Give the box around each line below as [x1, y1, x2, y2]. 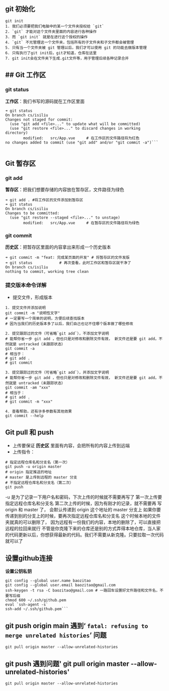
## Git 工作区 [5, 71, 46, 79]
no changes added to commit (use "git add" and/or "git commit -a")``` [5, 140, 158, 145]
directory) [5, 130, 28, 135]
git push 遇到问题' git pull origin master [5, 659, 130, 668]
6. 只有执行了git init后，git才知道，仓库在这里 [5, 50, 97, 55]
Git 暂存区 [5, 159, 36, 167]
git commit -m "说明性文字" [5, 311, 60, 316]
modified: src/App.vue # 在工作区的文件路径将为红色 [23, 135, 140, 141]
